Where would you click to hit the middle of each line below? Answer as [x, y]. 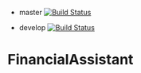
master [31, 12]
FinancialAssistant [70, 60]
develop [32, 27]
